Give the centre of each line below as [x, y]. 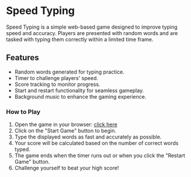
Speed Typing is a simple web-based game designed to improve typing [92, 27]
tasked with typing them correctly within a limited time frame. [80, 39]
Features [22, 58]
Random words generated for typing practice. [69, 72]
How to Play [23, 112]
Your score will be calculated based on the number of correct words [96, 143]
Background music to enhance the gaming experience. [80, 96]
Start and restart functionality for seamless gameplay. [79, 90]
